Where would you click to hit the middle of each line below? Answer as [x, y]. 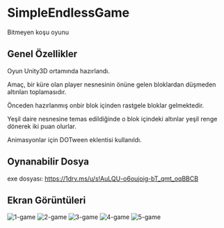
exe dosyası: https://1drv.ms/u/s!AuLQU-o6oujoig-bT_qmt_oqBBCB [103, 178]
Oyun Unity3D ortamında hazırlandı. [58, 70]
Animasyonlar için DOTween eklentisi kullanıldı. [74, 139]
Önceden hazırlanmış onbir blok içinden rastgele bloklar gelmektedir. [106, 105]
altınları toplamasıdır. [37, 91]
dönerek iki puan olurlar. [42, 126]
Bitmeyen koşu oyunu [38, 32]
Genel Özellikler [42, 54]
